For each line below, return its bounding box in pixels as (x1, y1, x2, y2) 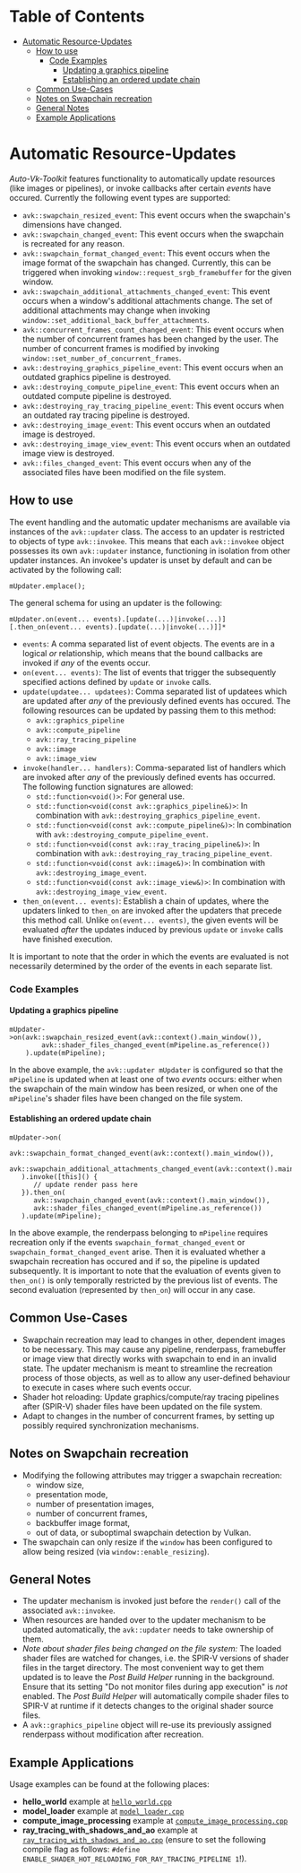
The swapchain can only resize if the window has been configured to (21, 1536, 273, 1548)
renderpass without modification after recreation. (21, 1729, 204, 1740)
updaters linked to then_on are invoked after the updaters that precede (21, 905, 282, 915)
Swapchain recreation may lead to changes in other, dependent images (21, 1334, 286, 1345)
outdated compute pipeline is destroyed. (21, 390, 172, 401)
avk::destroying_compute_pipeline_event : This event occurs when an (21, 381, 279, 392)
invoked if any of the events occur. (21, 657, 150, 668)
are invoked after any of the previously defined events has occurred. (21, 771, 276, 782)
